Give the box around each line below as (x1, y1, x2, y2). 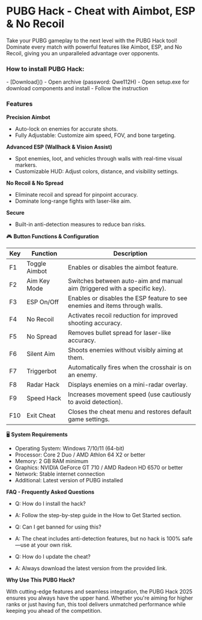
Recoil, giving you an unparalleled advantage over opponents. (6, 49, 159, 57)
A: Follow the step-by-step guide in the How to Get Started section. (14, 511, 182, 518)
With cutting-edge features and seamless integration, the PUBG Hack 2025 (6, 588, 193, 595)
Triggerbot (26, 367, 57, 375)
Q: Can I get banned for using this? (14, 523, 102, 530)
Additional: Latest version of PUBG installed (14, 476, 123, 483)
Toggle (26, 259, 46, 268)
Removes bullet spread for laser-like (68, 328, 171, 337)
